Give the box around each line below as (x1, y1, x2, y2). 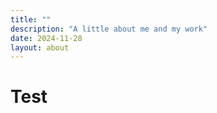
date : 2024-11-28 (10, 33, 83, 43)
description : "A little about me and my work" (10, 24, 208, 34)
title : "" (10, 14, 52, 25)
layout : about (10, 42, 70, 53)
